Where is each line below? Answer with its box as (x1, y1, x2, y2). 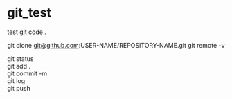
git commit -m (7, 69, 48, 78)
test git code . (7, 28, 47, 36)
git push (7, 84, 31, 92)
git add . (7, 62, 31, 70)
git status (7, 54, 34, 63)
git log (7, 76, 26, 84)
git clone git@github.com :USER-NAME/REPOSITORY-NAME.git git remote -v (7, 41, 225, 49)
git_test (7, 5, 52, 21)
